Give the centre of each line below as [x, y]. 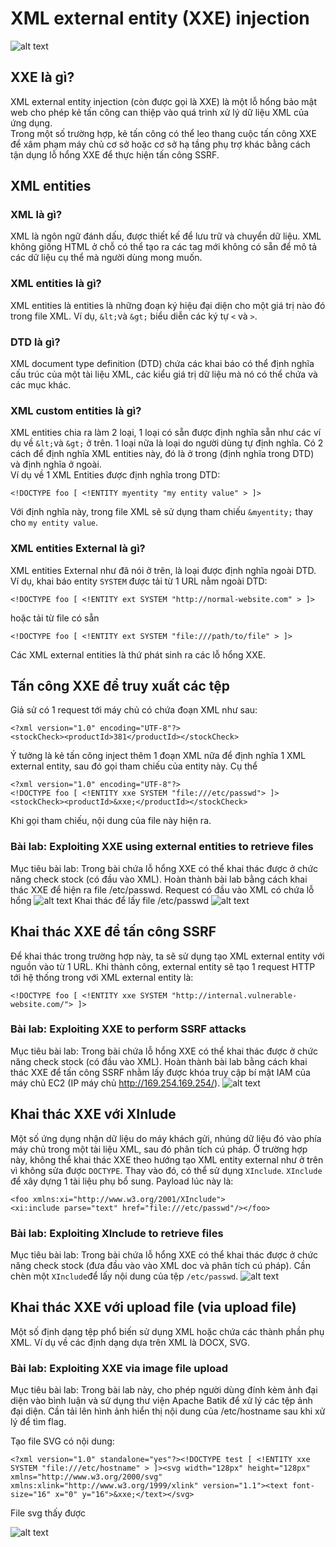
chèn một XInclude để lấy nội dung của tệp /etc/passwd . [124, 1276]
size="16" [31, 1495]
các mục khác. [41, 385]
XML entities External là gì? [78, 549]
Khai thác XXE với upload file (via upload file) [153, 1307]
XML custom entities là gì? [76, 410]
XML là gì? [36, 215]
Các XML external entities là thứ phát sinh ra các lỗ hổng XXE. [138, 654]
